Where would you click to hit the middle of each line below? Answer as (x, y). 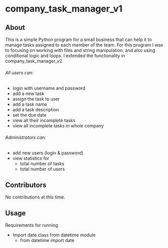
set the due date (29, 115)
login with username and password (49, 88)
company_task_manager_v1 (64, 9)
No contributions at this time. (35, 197)
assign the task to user (36, 99)
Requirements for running (32, 225)
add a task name (30, 105)
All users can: (19, 72)
